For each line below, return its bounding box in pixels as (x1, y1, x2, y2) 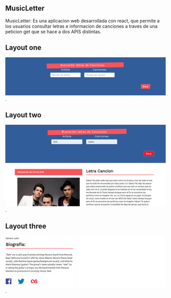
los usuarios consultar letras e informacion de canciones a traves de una (5, 23, 158, 29)
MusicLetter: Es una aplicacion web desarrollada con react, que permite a (5, 17, 160, 24)
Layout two (5, 111, 42, 120)
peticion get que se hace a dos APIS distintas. (5, 28, 102, 35)
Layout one (5, 43, 42, 52)
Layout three (5, 222, 47, 231)
